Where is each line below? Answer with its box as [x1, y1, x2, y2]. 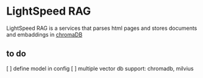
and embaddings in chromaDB [6, 30, 83, 38]
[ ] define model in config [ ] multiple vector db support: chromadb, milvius [6, 65, 194, 72]
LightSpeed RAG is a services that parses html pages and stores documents [6, 24, 198, 32]
